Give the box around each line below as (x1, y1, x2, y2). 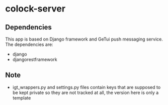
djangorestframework (12, 56, 57, 62)
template (12, 94, 31, 100)
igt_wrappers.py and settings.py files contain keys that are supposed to (12, 84, 161, 90)
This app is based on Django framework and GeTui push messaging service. (5, 36, 163, 42)
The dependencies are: (5, 41, 54, 47)
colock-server (5, 3, 66, 14)
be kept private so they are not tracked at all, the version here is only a (12, 89, 159, 95)
